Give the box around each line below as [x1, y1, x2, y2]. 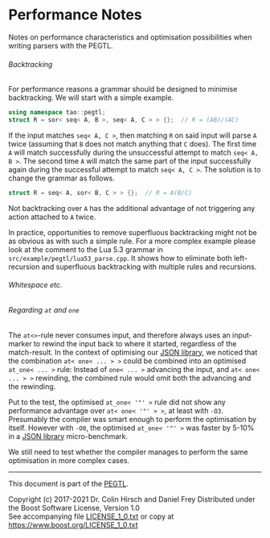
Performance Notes [8, 6, 142, 24]
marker [8, 338, 32, 348]
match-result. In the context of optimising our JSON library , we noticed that [8, 347, 258, 357]
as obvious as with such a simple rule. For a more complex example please [8, 236, 256, 246]
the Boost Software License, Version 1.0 [8, 503, 141, 512]
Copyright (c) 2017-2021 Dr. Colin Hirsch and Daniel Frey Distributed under [8, 494, 256, 504]
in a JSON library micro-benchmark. [8, 431, 129, 441]
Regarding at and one [8, 304, 80, 315]
